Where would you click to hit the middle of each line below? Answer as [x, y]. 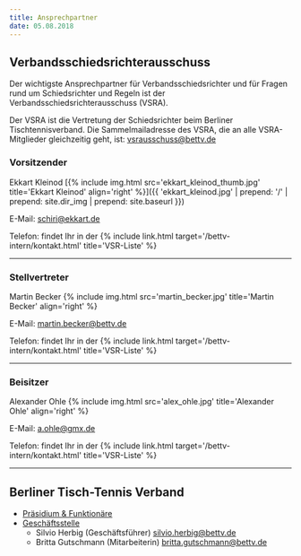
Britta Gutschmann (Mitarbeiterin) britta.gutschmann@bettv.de [151, 543]
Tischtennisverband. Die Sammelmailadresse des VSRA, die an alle [133, 130]
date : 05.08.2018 [42, 26]
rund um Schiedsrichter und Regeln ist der [87, 93]
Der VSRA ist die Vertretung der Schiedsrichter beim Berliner [121, 120]
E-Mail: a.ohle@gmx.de [52, 429]
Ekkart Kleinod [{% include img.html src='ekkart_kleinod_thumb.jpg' [135, 182]
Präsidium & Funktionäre [67, 514]
